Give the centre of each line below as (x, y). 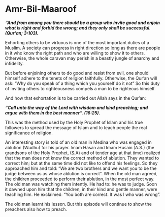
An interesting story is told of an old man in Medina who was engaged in (78, 142)
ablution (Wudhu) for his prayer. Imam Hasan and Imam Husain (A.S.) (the (80, 147)
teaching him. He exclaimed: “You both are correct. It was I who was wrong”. (83, 194)
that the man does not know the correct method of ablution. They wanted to (82, 158)
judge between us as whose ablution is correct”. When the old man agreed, (81, 173)
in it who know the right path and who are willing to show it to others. (75, 53)
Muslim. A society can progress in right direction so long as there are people (83, 48)
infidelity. (14, 63)
